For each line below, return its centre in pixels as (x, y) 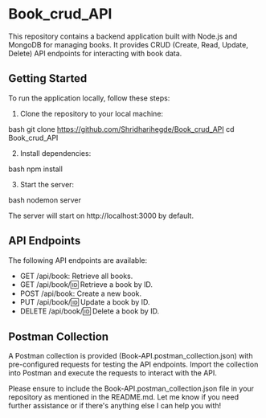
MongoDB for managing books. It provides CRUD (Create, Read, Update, (129, 44)
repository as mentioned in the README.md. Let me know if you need (124, 397)
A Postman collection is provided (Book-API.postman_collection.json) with (131, 356)
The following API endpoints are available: (78, 260)
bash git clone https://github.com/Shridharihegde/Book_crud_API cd (121, 129)
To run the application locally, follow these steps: (89, 98)
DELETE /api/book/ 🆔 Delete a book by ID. (89, 311)
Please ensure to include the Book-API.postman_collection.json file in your (131, 389)
